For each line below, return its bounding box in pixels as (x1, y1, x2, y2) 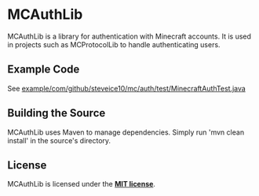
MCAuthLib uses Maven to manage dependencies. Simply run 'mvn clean (7, 128, 245, 137)
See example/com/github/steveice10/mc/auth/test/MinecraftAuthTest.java (7, 83, 246, 93)
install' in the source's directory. (7, 135, 111, 145)
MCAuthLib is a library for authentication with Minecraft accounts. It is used (7, 31, 252, 41)
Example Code (7, 63, 80, 76)
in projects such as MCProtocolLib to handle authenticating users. (7, 39, 221, 49)
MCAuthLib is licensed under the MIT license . (7, 179, 156, 189)
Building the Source (7, 106, 106, 120)
